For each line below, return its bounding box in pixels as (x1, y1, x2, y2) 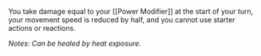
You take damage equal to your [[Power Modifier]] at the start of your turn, (8, 7, 254, 16)
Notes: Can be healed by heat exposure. (8, 39, 142, 48)
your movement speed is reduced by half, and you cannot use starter (8, 15, 235, 24)
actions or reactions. (8, 24, 76, 32)
